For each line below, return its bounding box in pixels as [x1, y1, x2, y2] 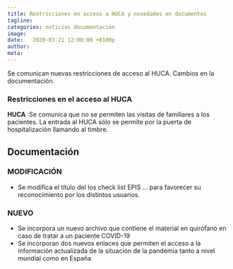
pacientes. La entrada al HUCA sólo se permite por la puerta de [7, 118, 192, 126]
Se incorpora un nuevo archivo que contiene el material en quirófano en [17, 224, 227, 233]
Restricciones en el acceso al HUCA [7, 94, 133, 104]
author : [7, 43, 30, 50]
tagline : [7, 17, 33, 24]
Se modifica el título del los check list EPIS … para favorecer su [17, 183, 201, 191]
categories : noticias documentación [7, 23, 115, 30]
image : [7, 30, 27, 37]
